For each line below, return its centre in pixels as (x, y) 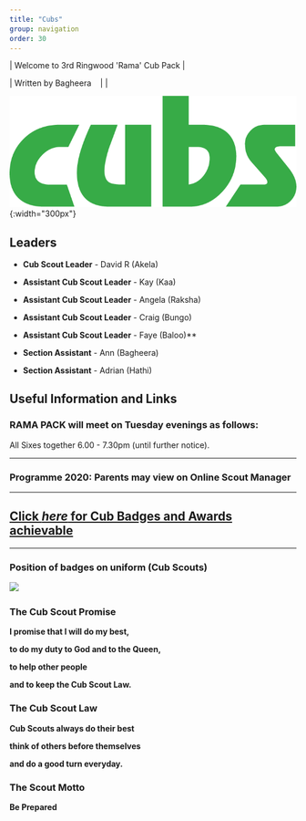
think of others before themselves (75, 746)
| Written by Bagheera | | (59, 83)
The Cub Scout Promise (63, 612)
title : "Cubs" (36, 19)
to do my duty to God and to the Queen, (85, 650)
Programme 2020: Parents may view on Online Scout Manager (150, 477)
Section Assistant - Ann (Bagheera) (91, 353)
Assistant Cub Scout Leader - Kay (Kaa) (99, 282)
